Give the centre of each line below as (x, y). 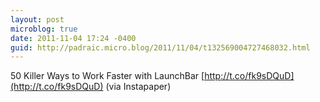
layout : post (37, 19)
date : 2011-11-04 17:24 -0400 (73, 38)
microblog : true (44, 29)
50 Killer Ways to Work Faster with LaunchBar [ (107, 76)
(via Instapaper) (138, 87)
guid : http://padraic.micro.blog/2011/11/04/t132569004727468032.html (160, 47)
